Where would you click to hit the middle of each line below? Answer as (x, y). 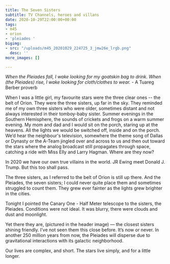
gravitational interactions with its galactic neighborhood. (64, 241)
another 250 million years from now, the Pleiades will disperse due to (78, 235)
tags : (11, 24)
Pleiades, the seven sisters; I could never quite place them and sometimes (83, 183)
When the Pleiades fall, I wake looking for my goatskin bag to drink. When (83, 77)
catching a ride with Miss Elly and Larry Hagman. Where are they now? (80, 152)
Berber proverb (21, 88)
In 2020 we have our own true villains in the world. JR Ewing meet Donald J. (85, 162)
